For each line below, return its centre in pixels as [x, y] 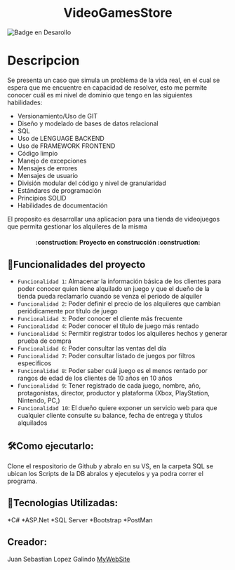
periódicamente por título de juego [67, 311]
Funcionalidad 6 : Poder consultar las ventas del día [92, 348]
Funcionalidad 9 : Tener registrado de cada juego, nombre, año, [109, 386]
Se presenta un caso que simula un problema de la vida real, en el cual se [114, 80]
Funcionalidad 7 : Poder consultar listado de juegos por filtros [106, 356]
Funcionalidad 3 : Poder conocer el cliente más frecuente [100, 319]
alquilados [32, 423]
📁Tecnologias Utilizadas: [62, 503]
